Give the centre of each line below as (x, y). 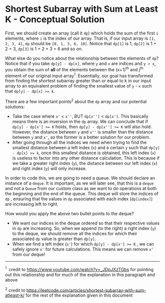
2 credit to (15, 290)
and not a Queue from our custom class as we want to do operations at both (81, 188)
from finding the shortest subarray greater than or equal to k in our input (78, 81)
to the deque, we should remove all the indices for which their (75, 233)
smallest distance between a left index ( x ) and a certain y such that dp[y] (86, 147)
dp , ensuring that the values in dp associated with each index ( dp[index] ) (79, 199)
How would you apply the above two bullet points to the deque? (69, 213)
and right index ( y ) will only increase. (49, 168)
